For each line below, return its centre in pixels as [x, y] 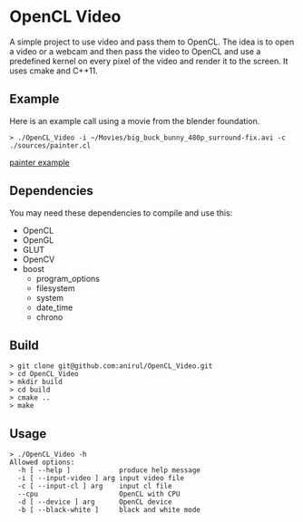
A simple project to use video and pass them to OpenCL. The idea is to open [152, 42]
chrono [49, 317]
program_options [68, 278]
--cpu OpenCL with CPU [99, 494]
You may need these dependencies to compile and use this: [121, 213]
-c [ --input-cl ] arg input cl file [95, 487]
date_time [54, 307]
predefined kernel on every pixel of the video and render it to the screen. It [149, 61]
